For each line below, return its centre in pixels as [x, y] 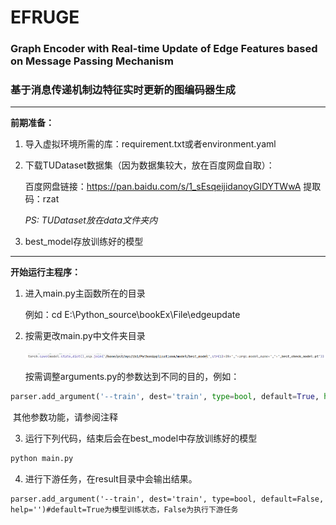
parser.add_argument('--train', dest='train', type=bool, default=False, [167, 499]
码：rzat [42, 199]
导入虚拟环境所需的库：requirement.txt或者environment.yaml [150, 144]
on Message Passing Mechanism [92, 61]
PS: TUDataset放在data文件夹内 [91, 220]
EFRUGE [45, 17]
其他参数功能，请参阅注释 [65, 417]
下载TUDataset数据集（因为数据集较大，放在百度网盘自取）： [149, 165]
